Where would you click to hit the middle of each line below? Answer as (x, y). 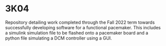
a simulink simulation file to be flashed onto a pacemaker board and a (77, 33)
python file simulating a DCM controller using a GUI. (59, 38)
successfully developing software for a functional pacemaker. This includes (83, 27)
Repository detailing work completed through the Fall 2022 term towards (80, 22)
